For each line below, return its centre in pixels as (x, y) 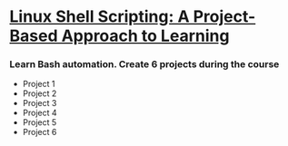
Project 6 (40, 132)
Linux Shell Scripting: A (99, 17)
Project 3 (40, 103)
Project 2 (40, 93)
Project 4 (40, 113)
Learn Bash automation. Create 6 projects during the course (144, 64)
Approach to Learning (145, 36)
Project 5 (40, 122)
